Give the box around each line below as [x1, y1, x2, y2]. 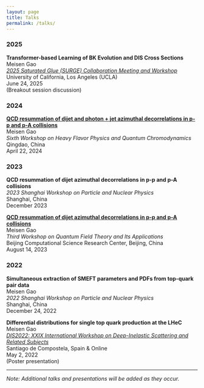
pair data [6, 281, 30, 289]
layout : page [6, 8, 39, 15]
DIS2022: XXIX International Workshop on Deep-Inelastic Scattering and [6, 332, 189, 339]
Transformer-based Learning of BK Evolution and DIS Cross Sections [6, 54, 184, 61]
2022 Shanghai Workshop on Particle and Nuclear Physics [6, 294, 154, 301]
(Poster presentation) [6, 357, 59, 364]
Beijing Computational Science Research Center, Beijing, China [6, 239, 164, 247]
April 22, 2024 [6, 147, 42, 155]
